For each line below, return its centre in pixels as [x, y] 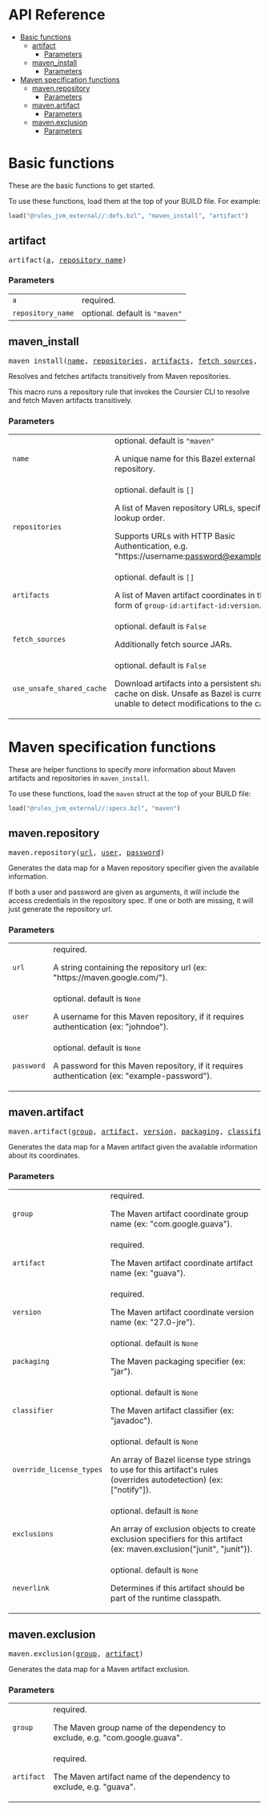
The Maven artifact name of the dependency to [142, 1777]
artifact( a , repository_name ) [68, 260]
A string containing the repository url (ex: [130, 967]
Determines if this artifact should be [178, 1588]
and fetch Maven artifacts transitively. [70, 400]
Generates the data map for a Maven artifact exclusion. [99, 1669]
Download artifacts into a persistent [181, 683]
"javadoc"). [132, 1420]
